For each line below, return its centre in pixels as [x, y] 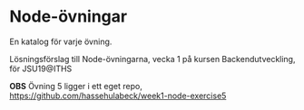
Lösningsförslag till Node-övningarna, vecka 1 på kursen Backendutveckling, [152, 59]
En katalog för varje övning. [61, 41]
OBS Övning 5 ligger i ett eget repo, [76, 86]
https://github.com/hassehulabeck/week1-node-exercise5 [118, 96]
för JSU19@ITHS [41, 69]
